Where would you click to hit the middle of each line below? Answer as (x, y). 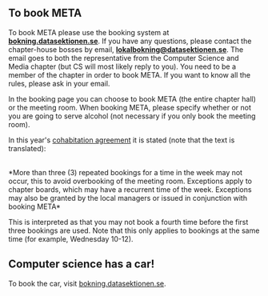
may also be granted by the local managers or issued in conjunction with (128, 198)
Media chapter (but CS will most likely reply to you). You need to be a (122, 66)
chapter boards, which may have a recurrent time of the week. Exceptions (130, 189)
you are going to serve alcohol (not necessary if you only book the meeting (132, 116)
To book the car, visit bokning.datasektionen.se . (87, 283)
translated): (27, 148)
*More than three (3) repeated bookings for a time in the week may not (125, 172)
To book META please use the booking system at (89, 32)
